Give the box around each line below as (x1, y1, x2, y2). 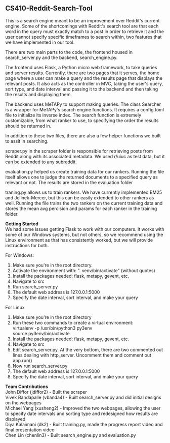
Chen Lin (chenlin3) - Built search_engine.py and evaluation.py (5, 432, 136, 438)
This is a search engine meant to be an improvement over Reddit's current (5, 17, 160, 23)
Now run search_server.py (12, 363, 68, 369)
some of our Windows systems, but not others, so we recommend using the (5, 231, 163, 238)
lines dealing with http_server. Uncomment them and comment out (12, 352, 152, 358)
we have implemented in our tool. (5, 39, 75, 45)
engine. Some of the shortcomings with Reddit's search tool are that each (5, 23, 159, 29)
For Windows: (5, 252, 34, 258)
